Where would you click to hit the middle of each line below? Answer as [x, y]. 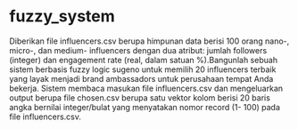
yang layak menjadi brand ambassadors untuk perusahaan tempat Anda [141, 78]
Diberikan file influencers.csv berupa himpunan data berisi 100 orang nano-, [149, 41]
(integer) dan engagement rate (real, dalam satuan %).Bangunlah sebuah [144, 60]
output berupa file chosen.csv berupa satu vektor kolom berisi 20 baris [140, 97]
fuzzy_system [62, 16]
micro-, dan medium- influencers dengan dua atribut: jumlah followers [138, 50]
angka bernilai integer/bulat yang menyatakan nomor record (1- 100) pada [145, 107]
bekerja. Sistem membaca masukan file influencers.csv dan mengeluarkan [146, 88]
